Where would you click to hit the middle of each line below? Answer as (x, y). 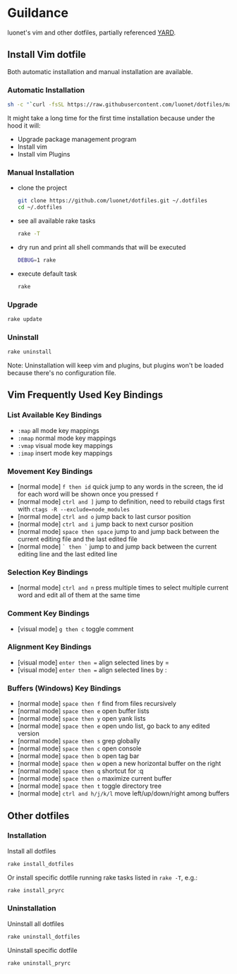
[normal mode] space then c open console (79, 748)
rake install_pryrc (36, 890)
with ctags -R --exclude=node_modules (74, 509)
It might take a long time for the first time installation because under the (111, 118)
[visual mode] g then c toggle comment (75, 628)
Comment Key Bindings (48, 614)
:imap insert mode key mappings (65, 453)
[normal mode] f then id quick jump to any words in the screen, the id (120, 486)
